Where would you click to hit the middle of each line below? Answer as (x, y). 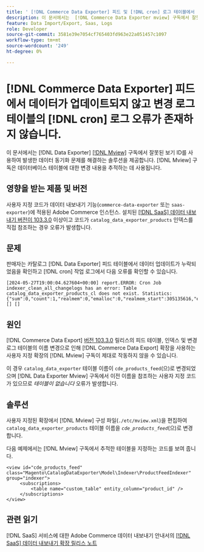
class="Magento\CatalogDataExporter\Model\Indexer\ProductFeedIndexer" (99, 473)
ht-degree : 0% (24, 52)
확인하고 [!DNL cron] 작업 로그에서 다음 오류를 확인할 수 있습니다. (100, 272)
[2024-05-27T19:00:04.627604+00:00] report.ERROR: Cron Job (84, 283)
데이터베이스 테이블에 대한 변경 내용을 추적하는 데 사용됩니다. (90, 167)
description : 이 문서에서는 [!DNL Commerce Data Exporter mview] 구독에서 (98, 18)
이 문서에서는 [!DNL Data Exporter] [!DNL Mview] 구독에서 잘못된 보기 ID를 (97, 152)
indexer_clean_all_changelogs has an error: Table (72, 288)
